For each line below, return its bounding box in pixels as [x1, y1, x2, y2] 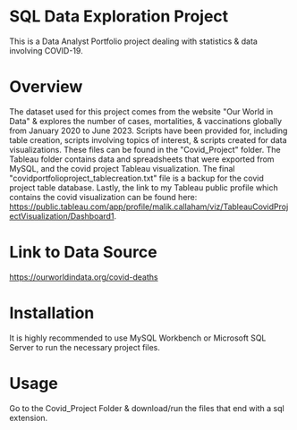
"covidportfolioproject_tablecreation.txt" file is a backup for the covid [9, 173, 264, 183]
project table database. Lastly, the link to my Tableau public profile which [9, 181, 279, 193]
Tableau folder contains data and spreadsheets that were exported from [9, 154, 275, 164]
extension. [9, 412, 48, 423]
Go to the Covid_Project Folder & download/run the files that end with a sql [9, 402, 284, 413]
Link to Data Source [9, 242, 158, 263]
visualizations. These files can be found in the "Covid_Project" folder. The [9, 144, 281, 155]
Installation [9, 303, 95, 323]
